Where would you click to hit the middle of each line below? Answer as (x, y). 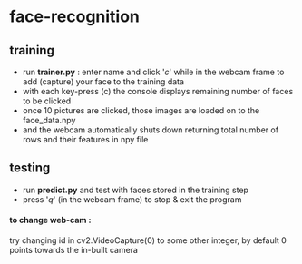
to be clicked (47, 101)
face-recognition (75, 17)
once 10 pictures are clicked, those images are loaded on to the (141, 110)
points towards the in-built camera (74, 250)
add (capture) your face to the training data (103, 82)
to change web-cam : (50, 220)
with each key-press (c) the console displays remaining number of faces (158, 91)
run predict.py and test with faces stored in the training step (136, 190)
